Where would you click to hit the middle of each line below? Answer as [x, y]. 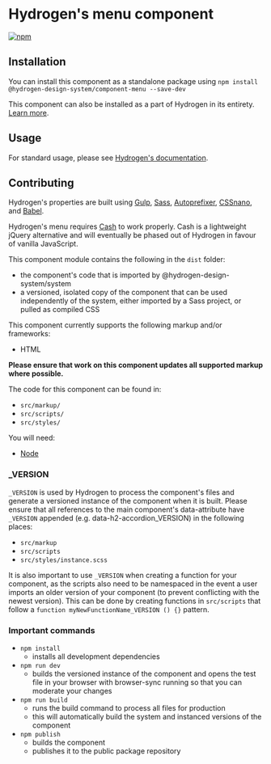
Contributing [41, 183]
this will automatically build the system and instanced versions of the [147, 716]
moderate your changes [72, 690]
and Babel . [26, 211]
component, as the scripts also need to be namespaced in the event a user [133, 584]
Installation [37, 62]
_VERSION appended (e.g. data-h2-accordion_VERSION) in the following [126, 517]
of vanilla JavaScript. [43, 244]
